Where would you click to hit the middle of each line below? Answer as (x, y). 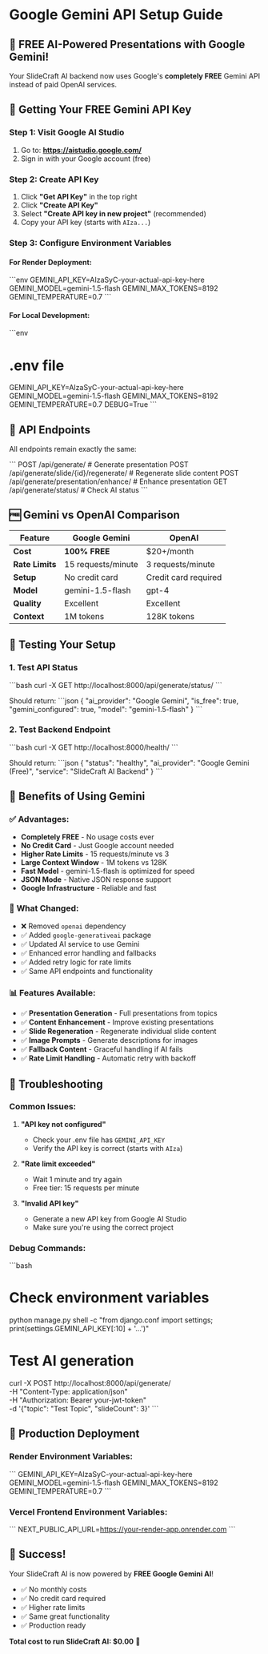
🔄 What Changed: (44, 908)
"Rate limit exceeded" (58, 1164)
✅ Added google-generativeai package (86, 935)
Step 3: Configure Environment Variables (90, 243)
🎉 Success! (38, 1554)
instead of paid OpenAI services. (63, 85)
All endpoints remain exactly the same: (73, 449)
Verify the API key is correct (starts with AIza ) (108, 1148)
